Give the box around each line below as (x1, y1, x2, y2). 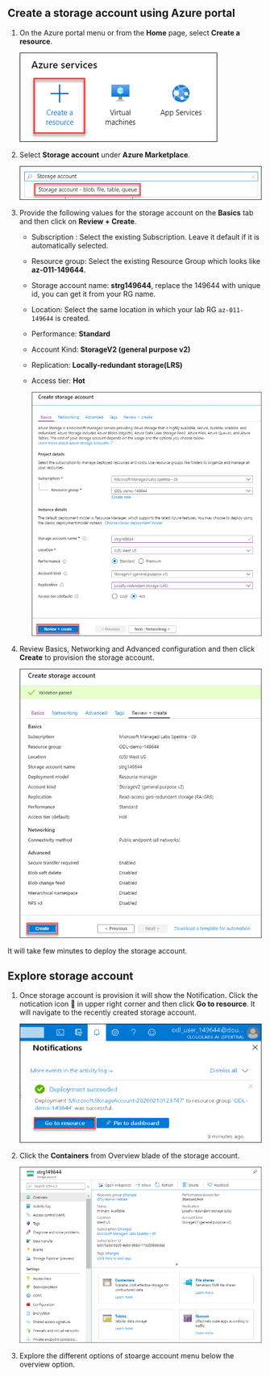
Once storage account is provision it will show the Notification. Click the (19, 991, 259, 1000)
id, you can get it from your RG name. (31, 289, 156, 298)
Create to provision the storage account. (19, 653, 155, 662)
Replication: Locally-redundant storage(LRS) (31, 360, 183, 369)
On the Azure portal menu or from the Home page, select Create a (19, 27, 241, 37)
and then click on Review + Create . (19, 216, 137, 226)
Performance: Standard (31, 328, 110, 338)
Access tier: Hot (31, 375, 85, 386)
